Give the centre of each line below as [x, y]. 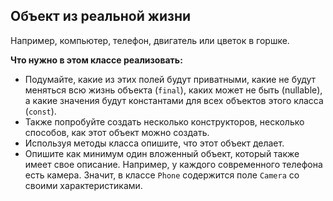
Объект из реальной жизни [101, 16]
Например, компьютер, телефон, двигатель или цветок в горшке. [150, 40]
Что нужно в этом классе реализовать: [96, 60]
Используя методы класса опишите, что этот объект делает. [154, 143]
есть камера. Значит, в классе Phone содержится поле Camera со [162, 175]
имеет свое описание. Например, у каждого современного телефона [173, 164]
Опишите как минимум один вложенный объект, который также [162, 153]
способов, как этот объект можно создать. [117, 132]
